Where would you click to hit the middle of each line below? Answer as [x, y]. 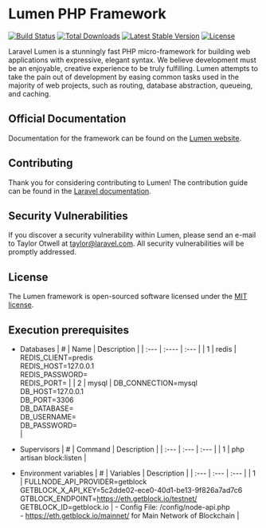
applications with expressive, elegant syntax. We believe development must [132, 60]
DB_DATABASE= [47, 408]
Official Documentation [67, 119]
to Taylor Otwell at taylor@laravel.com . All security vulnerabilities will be [126, 243]
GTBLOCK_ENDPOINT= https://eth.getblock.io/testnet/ [108, 498]
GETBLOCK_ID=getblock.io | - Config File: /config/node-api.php [125, 507]
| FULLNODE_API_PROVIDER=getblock [83, 482]
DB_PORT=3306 [47, 400]
